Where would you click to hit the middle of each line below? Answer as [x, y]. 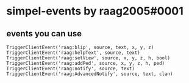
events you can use [44, 34]
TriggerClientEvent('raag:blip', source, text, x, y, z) [80, 47]
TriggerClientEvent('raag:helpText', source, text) [73, 53]
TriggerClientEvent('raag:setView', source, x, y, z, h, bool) [88, 58]
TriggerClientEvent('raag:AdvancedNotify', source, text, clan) [90, 74]
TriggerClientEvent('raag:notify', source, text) [71, 68]
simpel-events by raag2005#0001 [95, 11]
